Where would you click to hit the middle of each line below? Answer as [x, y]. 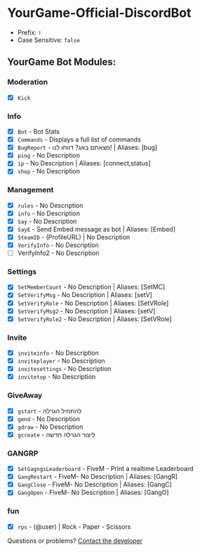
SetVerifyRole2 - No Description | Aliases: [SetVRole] [94, 319]
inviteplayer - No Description [61, 361]
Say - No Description [47, 221]
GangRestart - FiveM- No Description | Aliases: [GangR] [97, 477]
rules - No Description [50, 205]
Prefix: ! [29, 32]
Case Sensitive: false [49, 39]
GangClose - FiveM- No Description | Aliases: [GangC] [94, 484]
